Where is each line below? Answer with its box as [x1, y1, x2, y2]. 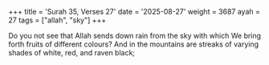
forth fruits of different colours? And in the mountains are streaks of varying [8, 39, 259, 49]
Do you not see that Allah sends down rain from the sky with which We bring [8, 31, 262, 40]
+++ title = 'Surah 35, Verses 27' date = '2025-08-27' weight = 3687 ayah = [8, 7, 261, 16]
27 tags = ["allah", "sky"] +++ [8, 15, 107, 25]
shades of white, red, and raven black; [8, 48, 135, 57]
